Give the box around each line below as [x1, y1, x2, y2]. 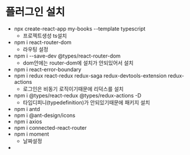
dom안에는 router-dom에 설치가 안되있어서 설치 [22, 59, 134, 66]
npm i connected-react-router [14, 124, 87, 131]
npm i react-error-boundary [14, 66, 82, 73]
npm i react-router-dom [14, 39, 72, 46]
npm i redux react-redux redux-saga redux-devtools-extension [14, 72, 167, 79]
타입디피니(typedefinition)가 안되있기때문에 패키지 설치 [22, 99, 151, 106]
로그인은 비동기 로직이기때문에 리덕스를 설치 [22, 85, 124, 92]
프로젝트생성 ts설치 [22, 32, 67, 39]
